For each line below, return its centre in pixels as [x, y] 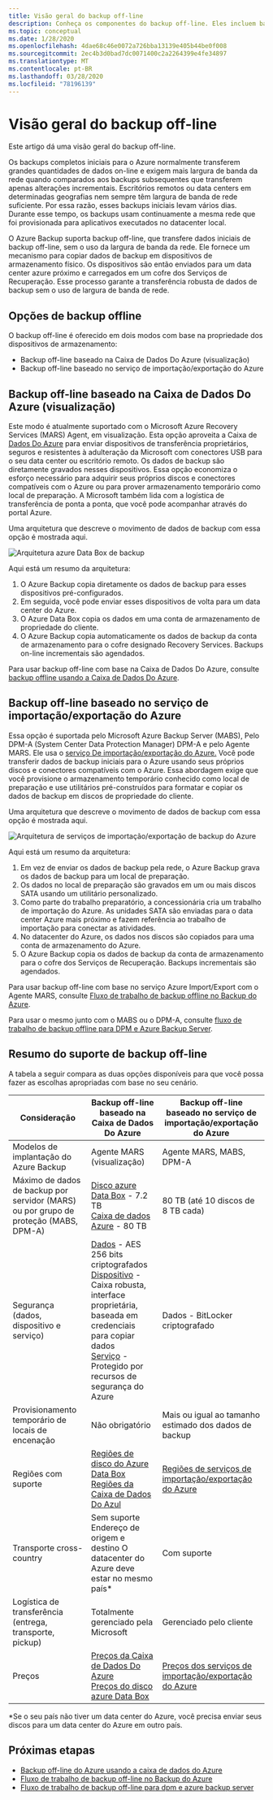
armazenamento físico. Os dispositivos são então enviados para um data [130, 264]
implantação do [42, 1156]
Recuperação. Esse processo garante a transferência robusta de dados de [133, 282]
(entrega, [30, 1622]
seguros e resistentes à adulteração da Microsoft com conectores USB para [135, 453]
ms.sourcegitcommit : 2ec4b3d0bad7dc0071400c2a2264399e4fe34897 [118, 54]
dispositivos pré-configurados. [72, 593]
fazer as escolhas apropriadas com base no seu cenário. [104, 1082]
